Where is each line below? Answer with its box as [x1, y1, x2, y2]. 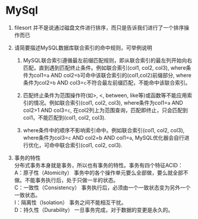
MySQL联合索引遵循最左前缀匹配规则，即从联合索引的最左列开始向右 [23, 57, 193, 64]
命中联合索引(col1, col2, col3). [49, 141, 123, 149]
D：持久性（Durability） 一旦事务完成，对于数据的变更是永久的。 [14, 206, 174, 213]
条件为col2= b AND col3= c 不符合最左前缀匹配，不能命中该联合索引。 [23, 79, 191, 86]
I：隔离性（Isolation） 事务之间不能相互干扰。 [14, 199, 127, 206]
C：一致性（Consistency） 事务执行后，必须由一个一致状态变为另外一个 [14, 184, 191, 191]
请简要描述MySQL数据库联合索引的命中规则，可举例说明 [14, 44, 152, 51]
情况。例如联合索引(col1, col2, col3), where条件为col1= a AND [33, 99, 184, 106]
